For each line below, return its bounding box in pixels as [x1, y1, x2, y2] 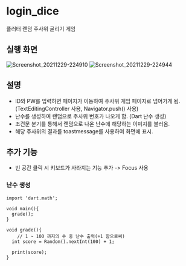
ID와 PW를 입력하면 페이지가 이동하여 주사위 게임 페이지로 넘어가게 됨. [14, 97, 181, 104]
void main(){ [6, 205, 39, 211]
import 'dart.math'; [6, 195, 59, 201]
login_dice [6, 4, 59, 18]
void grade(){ [6, 227, 42, 233]
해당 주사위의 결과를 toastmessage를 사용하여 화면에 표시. [14, 127, 153, 135]
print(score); [11, 249, 47, 255]
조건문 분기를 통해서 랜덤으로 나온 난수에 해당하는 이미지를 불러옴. [14, 120, 170, 127]
